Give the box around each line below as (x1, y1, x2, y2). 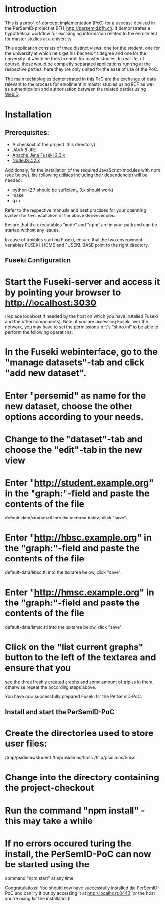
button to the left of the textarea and (5, 651, 156, 663)
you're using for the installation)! (5, 896, 71, 902)
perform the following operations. (5, 329, 73, 335)
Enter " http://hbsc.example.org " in (5, 532, 152, 543)
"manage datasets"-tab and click (5, 357, 145, 368)
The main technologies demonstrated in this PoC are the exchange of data (5, 76, 156, 82)
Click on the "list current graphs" (5, 641, 144, 652)
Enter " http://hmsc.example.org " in (5, 587, 154, 598)
